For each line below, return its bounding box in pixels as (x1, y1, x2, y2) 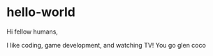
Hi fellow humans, (6, 27, 59, 36)
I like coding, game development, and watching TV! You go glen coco (6, 41, 207, 49)
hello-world (6, 4, 76, 20)
